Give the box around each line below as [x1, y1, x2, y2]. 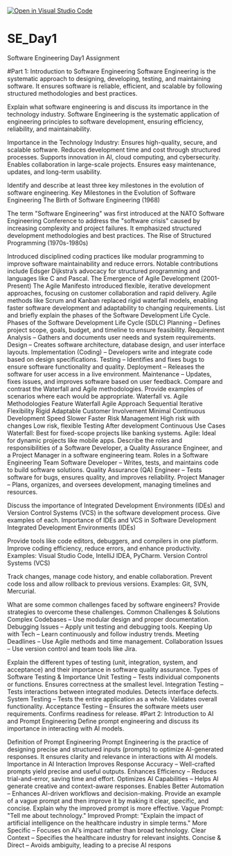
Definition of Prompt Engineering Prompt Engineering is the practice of [7, 737, 209, 746]
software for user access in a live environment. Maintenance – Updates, [7, 369, 212, 378]
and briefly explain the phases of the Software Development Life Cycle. [7, 311, 211, 319]
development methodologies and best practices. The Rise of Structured [7, 231, 211, 239]
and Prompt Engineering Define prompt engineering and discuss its [7, 717, 199, 725]
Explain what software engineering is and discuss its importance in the [7, 103, 209, 111]
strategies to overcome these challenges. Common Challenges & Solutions [7, 607, 220, 616]
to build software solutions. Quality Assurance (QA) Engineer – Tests [7, 465, 202, 474]
